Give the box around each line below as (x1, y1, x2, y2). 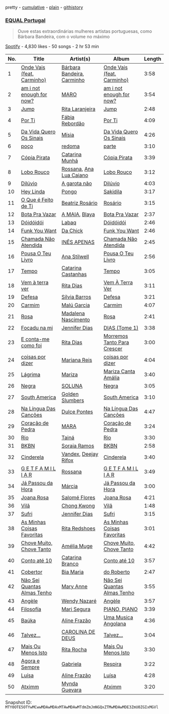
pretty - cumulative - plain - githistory (5, 5, 83, 10)
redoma (61, 143, 80, 150)
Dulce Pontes (61, 408, 93, 415)
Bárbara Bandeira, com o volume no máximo (17, 34, 110, 40)
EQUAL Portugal (5, 17, 46, 24)
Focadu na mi (21, 324, 53, 332)
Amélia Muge (61, 542, 93, 550)
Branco (61, 560, 79, 567)
